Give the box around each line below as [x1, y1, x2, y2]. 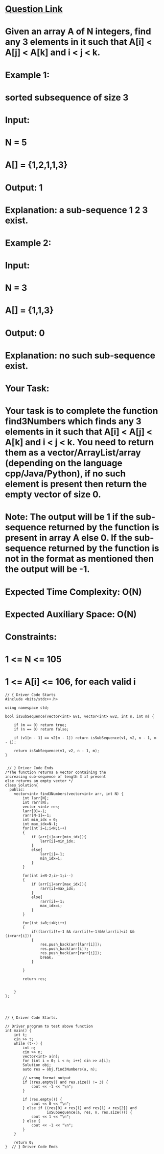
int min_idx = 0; [23, 818, 58, 822]
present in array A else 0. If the [5, 532, 133, 544]
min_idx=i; [40, 856, 63, 861]
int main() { [5, 1028, 32, 1033]
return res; [23, 976, 47, 982]
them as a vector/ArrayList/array [5, 447, 141, 458]
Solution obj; [23, 1063, 51, 1068]
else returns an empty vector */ [5, 779, 73, 784]
